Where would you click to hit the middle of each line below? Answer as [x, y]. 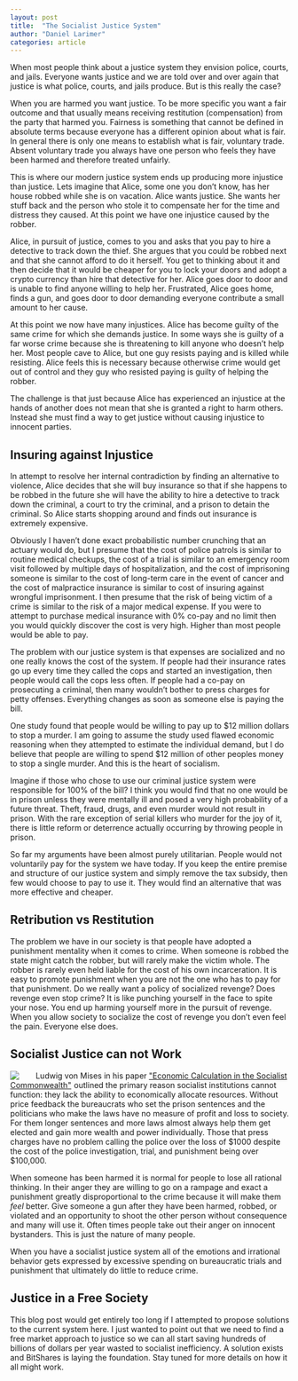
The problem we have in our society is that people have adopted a [131, 941]
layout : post [34, 17]
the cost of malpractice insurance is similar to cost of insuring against [137, 588]
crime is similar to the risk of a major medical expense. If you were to [136, 607]
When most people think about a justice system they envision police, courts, [149, 67]
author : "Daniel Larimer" [58, 34]
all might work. [37, 1367]
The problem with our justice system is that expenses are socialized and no [148, 652]
